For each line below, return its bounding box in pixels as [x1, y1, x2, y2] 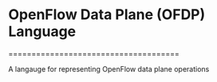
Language [8, 22, 77, 41]
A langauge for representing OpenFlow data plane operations [8, 64, 210, 73]
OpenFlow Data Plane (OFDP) [8, 6, 206, 24]
